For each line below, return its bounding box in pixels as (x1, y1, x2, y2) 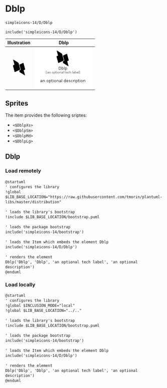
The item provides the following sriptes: (5, 112, 87, 118)
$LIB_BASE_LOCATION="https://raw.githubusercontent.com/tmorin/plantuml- (5, 194, 163, 199)
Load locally (5, 281, 36, 288)
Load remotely (5, 167, 42, 174)
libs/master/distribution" (5, 199, 62, 204)
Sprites (5, 99, 29, 108)
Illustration (7, 40, 31, 46)
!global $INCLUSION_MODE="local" (5, 303, 75, 308)
